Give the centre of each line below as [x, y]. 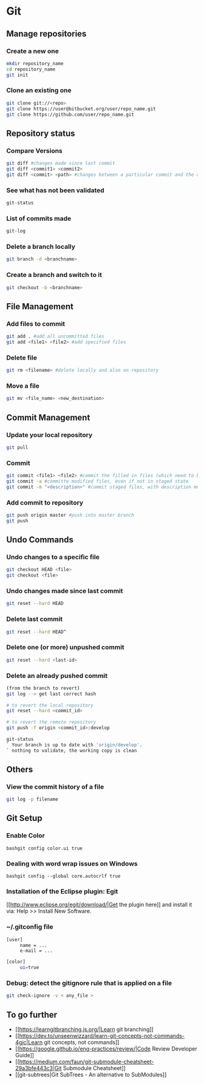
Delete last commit [35, 619]
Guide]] [25, 1055]
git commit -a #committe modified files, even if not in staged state [97, 481]
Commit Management [48, 417]
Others [20, 769]
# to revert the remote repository [51, 722]
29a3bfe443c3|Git [38, 1068]
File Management [40, 306]
